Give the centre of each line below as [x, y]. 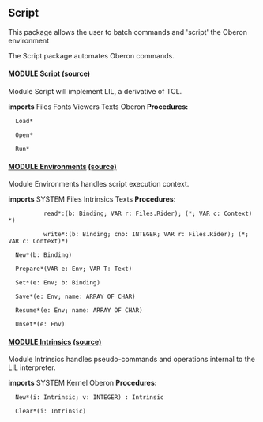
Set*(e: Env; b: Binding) [58, 283]
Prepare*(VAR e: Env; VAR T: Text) [74, 269]
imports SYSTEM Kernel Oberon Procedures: [83, 383]
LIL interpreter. [32, 367]
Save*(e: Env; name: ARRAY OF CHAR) [75, 297]
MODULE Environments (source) [62, 166]
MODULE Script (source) [49, 73]
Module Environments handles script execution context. [99, 184]
